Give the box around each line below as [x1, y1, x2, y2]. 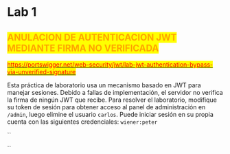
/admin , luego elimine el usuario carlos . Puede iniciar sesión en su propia [7, 111, 214, 118]
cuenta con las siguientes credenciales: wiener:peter [7, 118, 158, 126]
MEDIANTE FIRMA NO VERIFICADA [7, 42, 159, 54]
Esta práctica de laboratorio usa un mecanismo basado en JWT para [7, 81, 201, 89]
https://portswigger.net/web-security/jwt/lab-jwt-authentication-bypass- [7, 60, 214, 69]
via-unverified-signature [7, 68, 76, 76]
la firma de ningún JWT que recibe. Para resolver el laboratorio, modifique [7, 96, 218, 104]
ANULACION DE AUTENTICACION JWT [7, 32, 177, 43]
